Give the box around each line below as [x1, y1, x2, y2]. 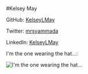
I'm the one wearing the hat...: [6, 50, 78, 57]
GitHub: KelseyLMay [6, 16, 55, 23]
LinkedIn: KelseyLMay [6, 39, 59, 45]
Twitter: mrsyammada [6, 27, 58, 34]
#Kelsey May [6, 5, 37, 12]
